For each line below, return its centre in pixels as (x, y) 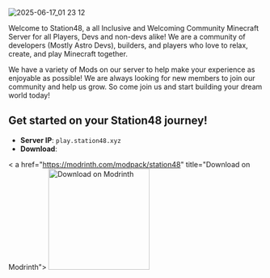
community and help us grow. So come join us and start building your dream (135, 86)
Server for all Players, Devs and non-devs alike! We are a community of (127, 37)
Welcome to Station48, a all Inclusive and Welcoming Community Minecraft (133, 28)
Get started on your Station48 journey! (108, 121)
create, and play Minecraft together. (68, 54)
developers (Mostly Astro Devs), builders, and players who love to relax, (128, 45)
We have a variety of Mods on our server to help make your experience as (132, 69)
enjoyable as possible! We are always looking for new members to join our (132, 78)
